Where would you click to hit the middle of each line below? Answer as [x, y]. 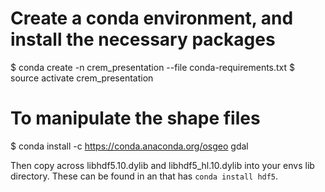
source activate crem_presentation [82, 78]
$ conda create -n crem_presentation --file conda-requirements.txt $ [153, 67]
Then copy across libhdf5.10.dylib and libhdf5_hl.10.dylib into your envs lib [162, 165]
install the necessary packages [143, 39]
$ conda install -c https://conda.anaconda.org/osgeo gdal [129, 146]
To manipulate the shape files [135, 118]
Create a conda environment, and [152, 18]
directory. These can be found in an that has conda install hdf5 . [144, 176]
